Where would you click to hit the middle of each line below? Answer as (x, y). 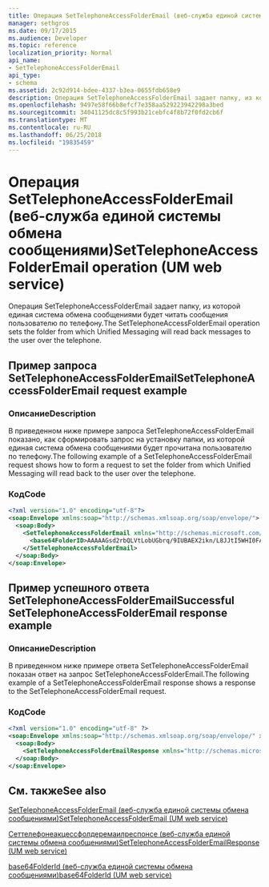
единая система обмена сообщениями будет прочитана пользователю (130, 448)
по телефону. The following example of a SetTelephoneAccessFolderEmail (130, 457)
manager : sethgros (39, 23)
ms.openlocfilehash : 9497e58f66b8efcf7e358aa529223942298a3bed (116, 105)
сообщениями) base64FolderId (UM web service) (90, 875)
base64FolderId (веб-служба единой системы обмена (101, 867)
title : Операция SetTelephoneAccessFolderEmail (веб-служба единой (123, 16)
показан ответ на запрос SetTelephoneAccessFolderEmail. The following (129, 675)
